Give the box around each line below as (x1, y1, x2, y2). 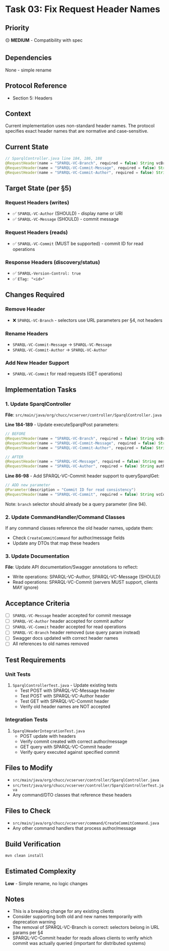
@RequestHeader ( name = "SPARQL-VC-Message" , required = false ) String (5, 459, 156, 464)
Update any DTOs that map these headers (12, 540, 100, 546)
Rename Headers (5, 330, 49, 337)
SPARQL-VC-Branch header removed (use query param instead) (12, 630, 140, 636)
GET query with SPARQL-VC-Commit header (20, 743, 112, 750)
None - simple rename (5, 67, 52, 73)
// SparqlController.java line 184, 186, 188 (5, 156, 102, 161)
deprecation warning (12, 919, 56, 925)
